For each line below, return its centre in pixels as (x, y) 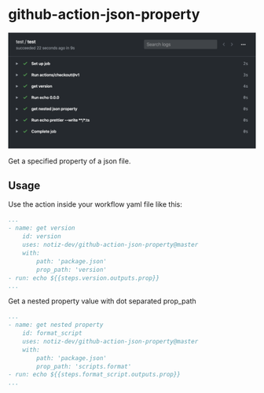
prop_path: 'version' (72, 270)
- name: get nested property (56, 325)
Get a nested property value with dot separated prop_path (102, 301)
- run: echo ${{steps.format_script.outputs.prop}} (94, 375)
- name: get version (42, 228)
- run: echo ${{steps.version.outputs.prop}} (84, 278)
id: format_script (52, 333)
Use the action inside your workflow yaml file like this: (95, 204)
